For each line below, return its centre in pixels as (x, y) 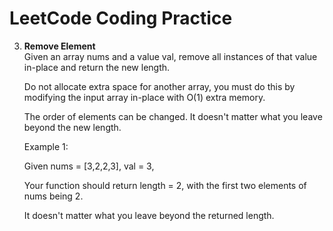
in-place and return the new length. (97, 67)
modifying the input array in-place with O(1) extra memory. (144, 97)
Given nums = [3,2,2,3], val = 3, (89, 166)
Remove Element (59, 46)
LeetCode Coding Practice (121, 18)
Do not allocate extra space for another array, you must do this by (159, 86)
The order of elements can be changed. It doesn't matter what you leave (173, 116)
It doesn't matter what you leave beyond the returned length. (149, 215)
